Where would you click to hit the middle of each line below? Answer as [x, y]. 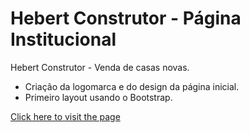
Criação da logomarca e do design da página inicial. [132, 86]
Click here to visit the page [65, 116]
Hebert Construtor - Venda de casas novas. [100, 67]
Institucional [63, 39]
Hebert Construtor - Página [126, 18]
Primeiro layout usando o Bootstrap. [98, 97]
